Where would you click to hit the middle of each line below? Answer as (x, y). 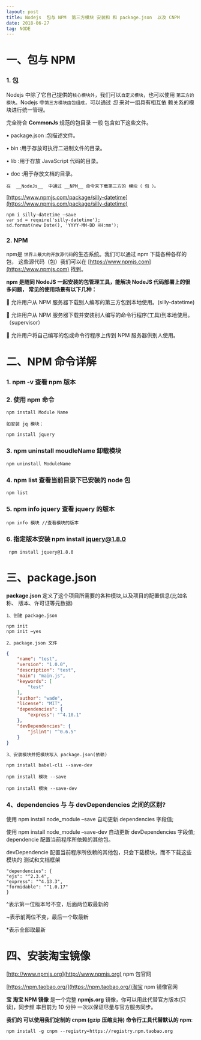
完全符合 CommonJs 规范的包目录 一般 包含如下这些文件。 (79, 122)
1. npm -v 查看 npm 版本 (41, 382)
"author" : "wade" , (40, 698)
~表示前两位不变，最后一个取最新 (47, 917)
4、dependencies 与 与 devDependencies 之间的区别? (86, 805)
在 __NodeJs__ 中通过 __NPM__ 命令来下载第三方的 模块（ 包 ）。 (82, 186)
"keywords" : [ (34, 681)
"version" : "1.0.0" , (43, 665)
